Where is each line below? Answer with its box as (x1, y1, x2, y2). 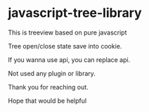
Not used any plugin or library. (8, 69, 96, 77)
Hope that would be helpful (8, 97, 87, 105)
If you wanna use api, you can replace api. (8, 55, 131, 64)
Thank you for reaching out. (8, 82, 89, 91)
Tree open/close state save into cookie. (8, 42, 122, 50)
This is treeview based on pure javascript (8, 28, 127, 37)
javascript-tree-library (8, 5, 143, 21)
